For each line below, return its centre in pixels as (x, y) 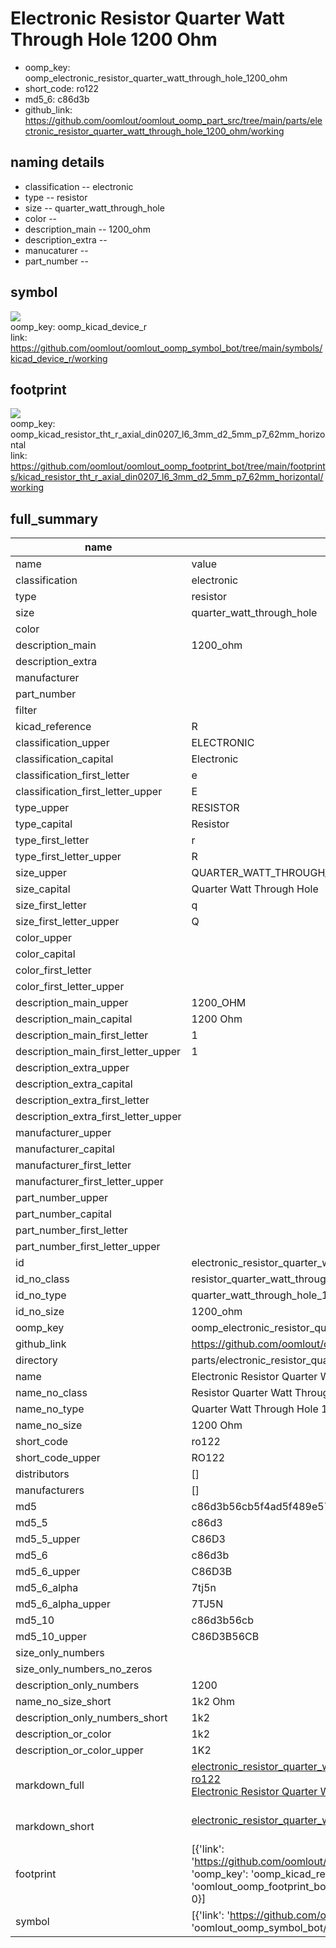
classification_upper (62, 743)
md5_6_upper (48, 1572)
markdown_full (50, 1785)
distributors (42, 1474)
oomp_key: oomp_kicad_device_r (79, 326)
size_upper (41, 873)
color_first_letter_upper (70, 987)
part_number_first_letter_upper (88, 1247)
